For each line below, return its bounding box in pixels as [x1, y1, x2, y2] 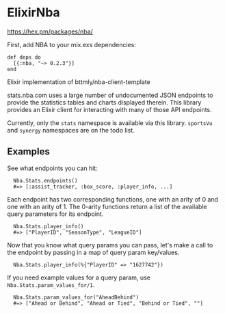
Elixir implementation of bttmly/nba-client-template [7, 77, 150, 86]
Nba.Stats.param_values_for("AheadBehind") [13, 294, 139, 301]
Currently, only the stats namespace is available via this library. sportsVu [7, 118, 213, 127]
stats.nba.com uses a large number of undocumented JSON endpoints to [7, 91, 213, 99]
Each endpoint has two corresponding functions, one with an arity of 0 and [7, 195, 219, 203]
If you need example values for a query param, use [7, 273, 150, 282]
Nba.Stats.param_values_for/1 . [7, 280, 95, 288]
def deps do [7, 53, 41, 61]
